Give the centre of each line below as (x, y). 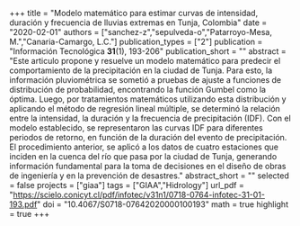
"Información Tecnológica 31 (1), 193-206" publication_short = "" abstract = (148, 51)
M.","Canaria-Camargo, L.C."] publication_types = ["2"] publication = (136, 41)
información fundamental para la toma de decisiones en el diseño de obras (148, 166)
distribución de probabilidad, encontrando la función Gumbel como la (138, 90)
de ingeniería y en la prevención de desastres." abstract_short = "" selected (149, 176)
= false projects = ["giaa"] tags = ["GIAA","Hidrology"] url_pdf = (127, 185)
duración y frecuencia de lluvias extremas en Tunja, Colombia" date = (138, 23)
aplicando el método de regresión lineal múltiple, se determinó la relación (145, 108)
